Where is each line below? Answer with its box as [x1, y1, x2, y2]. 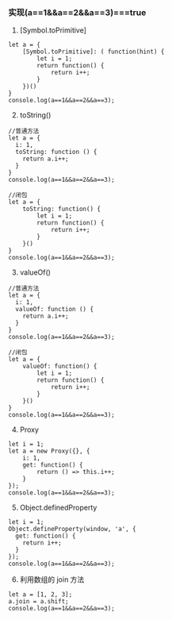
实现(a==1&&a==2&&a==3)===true [8, 6, 147, 17]
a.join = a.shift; [8, 598, 69, 606]
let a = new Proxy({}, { [8, 447, 90, 456]
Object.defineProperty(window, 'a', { [8, 526, 136, 533]
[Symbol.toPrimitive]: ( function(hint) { [22, 48, 165, 56]
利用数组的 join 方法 [19, 575, 85, 584]
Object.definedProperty [19, 503, 97, 513]
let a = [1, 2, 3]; [8, 591, 73, 599]
